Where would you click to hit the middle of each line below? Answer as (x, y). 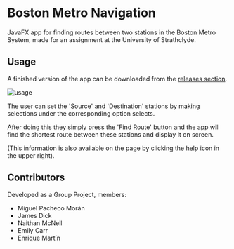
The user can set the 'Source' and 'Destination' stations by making (104, 106)
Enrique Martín (39, 238)
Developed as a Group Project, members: (67, 194)
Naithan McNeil (40, 223)
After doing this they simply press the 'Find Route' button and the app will (113, 127)
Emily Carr (32, 230)
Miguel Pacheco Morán (51, 208)
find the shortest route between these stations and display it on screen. (111, 134)
